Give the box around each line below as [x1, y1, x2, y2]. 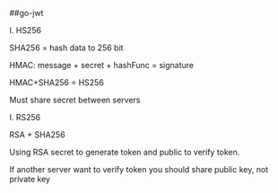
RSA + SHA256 [9, 129, 65, 140]
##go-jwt [9, 8, 44, 18]
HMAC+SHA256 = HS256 [9, 77, 105, 88]
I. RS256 [9, 112, 41, 122]
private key [9, 174, 51, 184]
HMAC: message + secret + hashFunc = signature [9, 60, 195, 70]
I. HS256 [9, 25, 42, 35]
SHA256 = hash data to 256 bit [9, 42, 124, 53]
